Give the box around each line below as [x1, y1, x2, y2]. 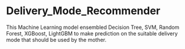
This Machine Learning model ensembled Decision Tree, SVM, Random [6, 24, 180, 31]
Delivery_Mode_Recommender [6, 4, 161, 18]
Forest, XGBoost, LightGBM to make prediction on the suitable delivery [6, 30, 178, 37]
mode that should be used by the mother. [6, 36, 106, 43]
